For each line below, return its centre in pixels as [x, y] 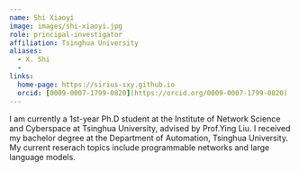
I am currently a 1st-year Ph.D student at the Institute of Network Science [145, 119]
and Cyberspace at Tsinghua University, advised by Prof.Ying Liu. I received [150, 128]
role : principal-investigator [66, 34]
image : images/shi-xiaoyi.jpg [66, 26]
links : [22, 76]
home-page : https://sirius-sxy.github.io [96, 85]
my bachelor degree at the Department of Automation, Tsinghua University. [149, 138]
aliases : [26, 51]
